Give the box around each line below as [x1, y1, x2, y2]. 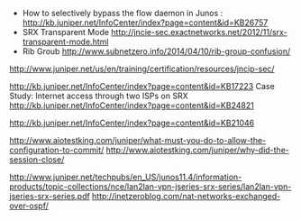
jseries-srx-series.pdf [9, 191, 90, 201]
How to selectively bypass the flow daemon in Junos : [22, 8, 223, 18]
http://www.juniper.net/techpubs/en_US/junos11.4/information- [9, 171, 242, 182]
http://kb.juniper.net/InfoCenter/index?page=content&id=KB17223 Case [9, 81, 275, 91]
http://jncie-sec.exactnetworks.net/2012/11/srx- [111, 27, 288, 37]
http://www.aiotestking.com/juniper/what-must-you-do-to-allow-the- [9, 135, 267, 145]
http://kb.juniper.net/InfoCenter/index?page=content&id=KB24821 [9, 100, 254, 111]
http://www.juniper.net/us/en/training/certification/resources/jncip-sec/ [9, 63, 275, 74]
